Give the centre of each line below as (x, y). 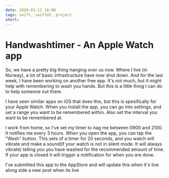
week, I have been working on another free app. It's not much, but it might (83, 81)
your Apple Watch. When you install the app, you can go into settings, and (83, 107)
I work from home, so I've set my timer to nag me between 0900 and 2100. (84, 128)
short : (12, 19)
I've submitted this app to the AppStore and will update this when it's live (82, 165)
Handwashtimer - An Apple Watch (79, 45)
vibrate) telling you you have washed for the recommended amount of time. (85, 149)
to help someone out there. (34, 92)
